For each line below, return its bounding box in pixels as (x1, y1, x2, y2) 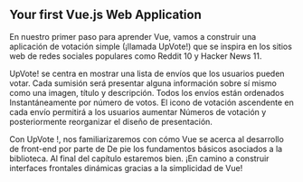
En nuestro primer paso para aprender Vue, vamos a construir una (9, 31, 257, 42)
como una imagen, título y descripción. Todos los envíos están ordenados (9, 87, 285, 98)
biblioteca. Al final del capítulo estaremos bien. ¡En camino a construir (9, 153, 270, 164)
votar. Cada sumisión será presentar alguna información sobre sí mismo (9, 77, 278, 89)
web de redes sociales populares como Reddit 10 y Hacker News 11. (9, 50, 262, 62)
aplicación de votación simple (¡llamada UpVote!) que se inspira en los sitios (9, 41, 292, 52)
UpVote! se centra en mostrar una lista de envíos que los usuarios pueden (9, 68, 285, 79)
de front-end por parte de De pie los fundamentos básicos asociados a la (9, 143, 283, 154)
